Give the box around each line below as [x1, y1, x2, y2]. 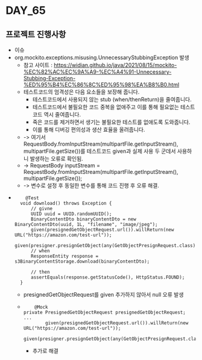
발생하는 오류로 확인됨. [30, 155, 84, 162]
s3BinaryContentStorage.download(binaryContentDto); [14, 259, 150, 265]
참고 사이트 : [23, 62, 52, 68]
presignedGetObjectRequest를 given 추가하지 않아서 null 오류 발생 [23, 291, 184, 298]
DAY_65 [5, 4, 46, 18]
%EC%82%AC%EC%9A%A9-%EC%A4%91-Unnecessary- [23, 68, 172, 76]
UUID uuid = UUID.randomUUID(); [30, 211, 112, 217]
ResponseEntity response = [30, 253, 99, 259]
